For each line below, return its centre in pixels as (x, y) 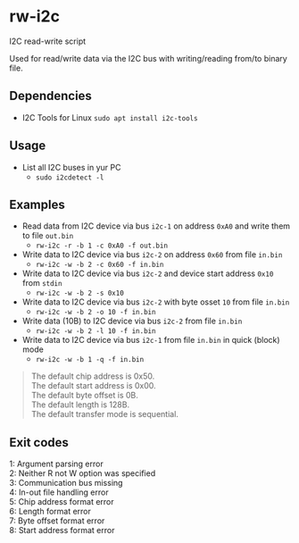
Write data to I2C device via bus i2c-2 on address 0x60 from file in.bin (152, 255)
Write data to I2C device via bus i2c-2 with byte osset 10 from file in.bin (156, 302)
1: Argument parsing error (57, 464)
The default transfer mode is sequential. (104, 414)
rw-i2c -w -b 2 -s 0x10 (80, 293)
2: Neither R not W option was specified (83, 473)
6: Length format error (50, 512)
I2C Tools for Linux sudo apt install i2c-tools (110, 117)
